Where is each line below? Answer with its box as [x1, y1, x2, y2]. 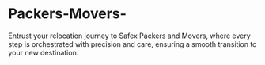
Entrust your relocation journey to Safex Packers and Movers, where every [8, 31, 251, 40]
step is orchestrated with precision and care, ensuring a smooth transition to [8, 39, 257, 48]
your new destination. [8, 48, 79, 57]
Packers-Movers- [8, 5, 127, 23]
